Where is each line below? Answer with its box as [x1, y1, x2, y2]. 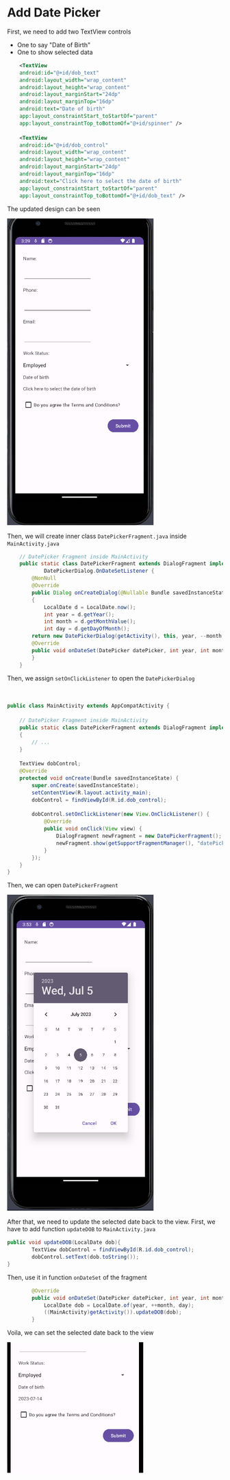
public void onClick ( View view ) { [43, 826, 142, 832]
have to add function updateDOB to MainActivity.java [7, 1225, 156, 1233]
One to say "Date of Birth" [16, 40, 91, 49]
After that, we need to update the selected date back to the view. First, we [7, 1218, 216, 1226]
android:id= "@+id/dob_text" [19, 69, 99, 76]
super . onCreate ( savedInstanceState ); [31, 782, 139, 789]
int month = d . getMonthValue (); [43, 618, 136, 625]
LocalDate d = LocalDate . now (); [43, 604, 136, 610]
